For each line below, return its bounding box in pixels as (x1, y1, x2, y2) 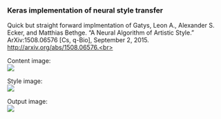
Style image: (7, 77, 43, 85)
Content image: (7, 57, 51, 65)
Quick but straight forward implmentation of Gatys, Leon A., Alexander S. (7, 21, 215, 30)
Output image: (7, 98, 48, 106)
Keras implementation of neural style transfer (7, 6, 164, 15)
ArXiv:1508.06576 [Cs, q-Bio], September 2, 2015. (7, 36, 150, 44)
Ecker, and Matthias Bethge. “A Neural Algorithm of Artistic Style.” (7, 28, 195, 37)
